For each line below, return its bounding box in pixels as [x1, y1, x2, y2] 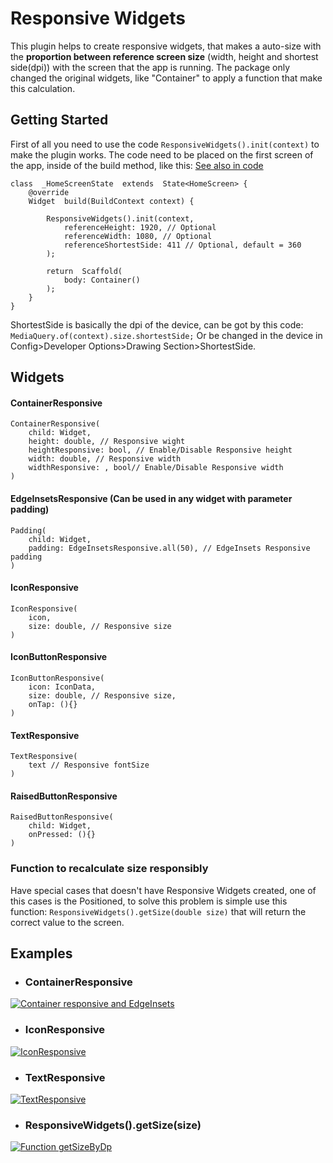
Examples [10, 945, 73, 962]
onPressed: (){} [28, 830, 97, 840]
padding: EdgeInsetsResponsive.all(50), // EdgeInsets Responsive [28, 543, 311, 553]
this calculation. [10, 82, 76, 94]
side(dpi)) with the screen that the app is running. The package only [10, 61, 291, 73]
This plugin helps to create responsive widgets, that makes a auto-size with [10, 40, 322, 52]
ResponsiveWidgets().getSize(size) [24, 1118, 202, 1132]
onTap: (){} [28, 699, 78, 709]
